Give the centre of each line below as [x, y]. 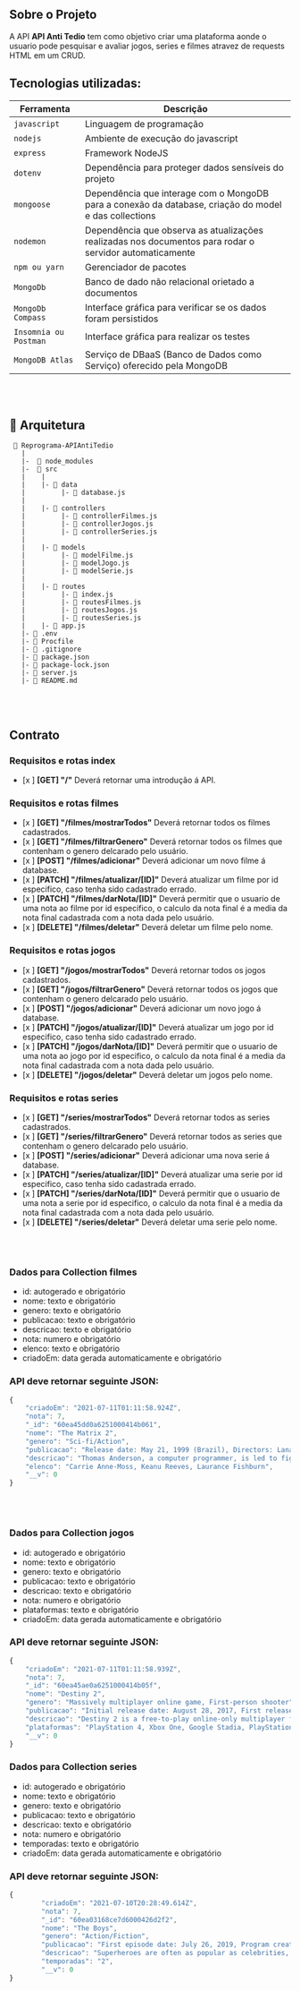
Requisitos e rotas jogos [62, 951]
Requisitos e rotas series [64, 1098]
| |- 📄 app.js [54, 626]
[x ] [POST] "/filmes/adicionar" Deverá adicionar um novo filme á [144, 861]
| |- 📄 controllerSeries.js [89, 532]
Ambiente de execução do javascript [161, 138]
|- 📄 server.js [49, 673]
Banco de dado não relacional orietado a [169, 281]
